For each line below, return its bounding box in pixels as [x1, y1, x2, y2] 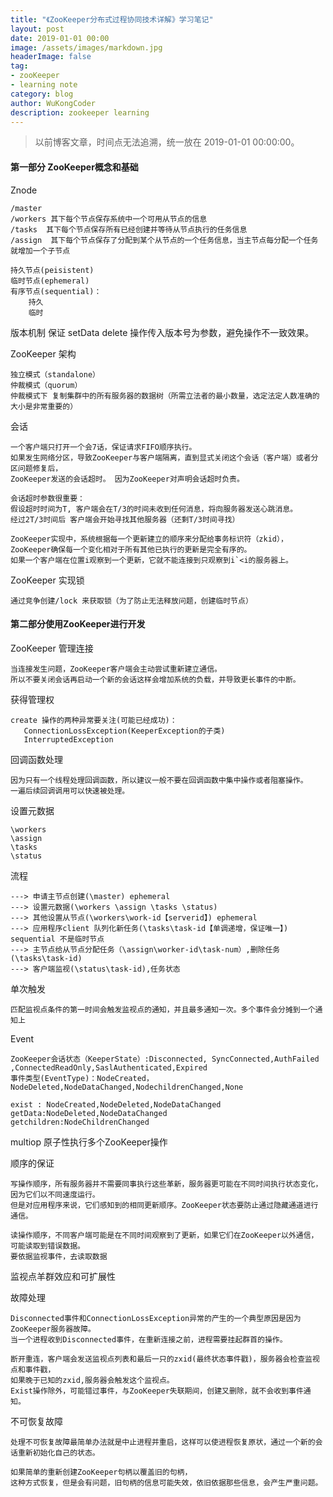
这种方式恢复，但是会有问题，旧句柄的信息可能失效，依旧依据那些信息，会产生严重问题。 [10, 1477, 323, 1488]
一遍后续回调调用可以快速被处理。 [10, 786, 130, 796]
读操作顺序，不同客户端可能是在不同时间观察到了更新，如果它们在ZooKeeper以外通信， [10, 1230, 319, 1240]
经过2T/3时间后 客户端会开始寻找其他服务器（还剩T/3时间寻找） [10, 514, 240, 525]
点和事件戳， [10, 1364, 56, 1375]
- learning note [10, 80, 78, 90]
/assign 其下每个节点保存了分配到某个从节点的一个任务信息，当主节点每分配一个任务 [10, 235, 319, 245]
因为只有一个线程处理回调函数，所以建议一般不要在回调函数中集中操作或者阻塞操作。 [10, 775, 308, 785]
